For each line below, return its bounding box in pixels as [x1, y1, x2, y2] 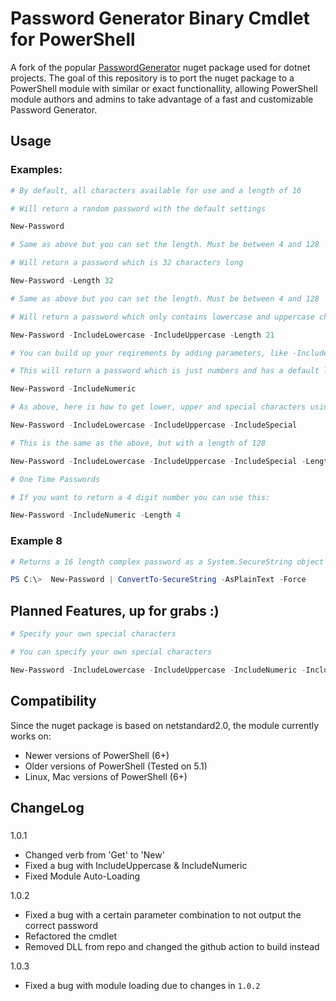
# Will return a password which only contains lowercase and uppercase [10, 312, 315, 322]
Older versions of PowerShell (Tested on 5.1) [24, 760, 208, 772]
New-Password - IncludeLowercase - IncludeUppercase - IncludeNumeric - [10, 665, 307, 675]
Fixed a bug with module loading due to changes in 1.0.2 [24, 979, 261, 991]
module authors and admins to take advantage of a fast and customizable [10, 93, 314, 105]
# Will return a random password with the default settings [10, 203, 267, 214]
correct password [24, 919, 98, 931]
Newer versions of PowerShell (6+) [24, 749, 170, 761]
